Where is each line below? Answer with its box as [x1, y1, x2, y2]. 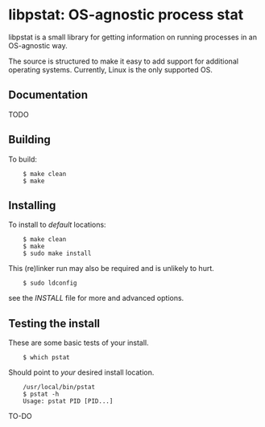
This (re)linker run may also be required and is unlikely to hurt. [8, 264, 215, 273]
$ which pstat [23, 354, 70, 362]
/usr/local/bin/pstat [23, 384, 95, 392]
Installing [8, 199, 56, 212]
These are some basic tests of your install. [8, 338, 149, 347]
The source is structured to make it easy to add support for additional [8, 56, 239, 66]
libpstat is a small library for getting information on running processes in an [8, 32, 258, 42]
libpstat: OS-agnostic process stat [8, 6, 244, 24]
